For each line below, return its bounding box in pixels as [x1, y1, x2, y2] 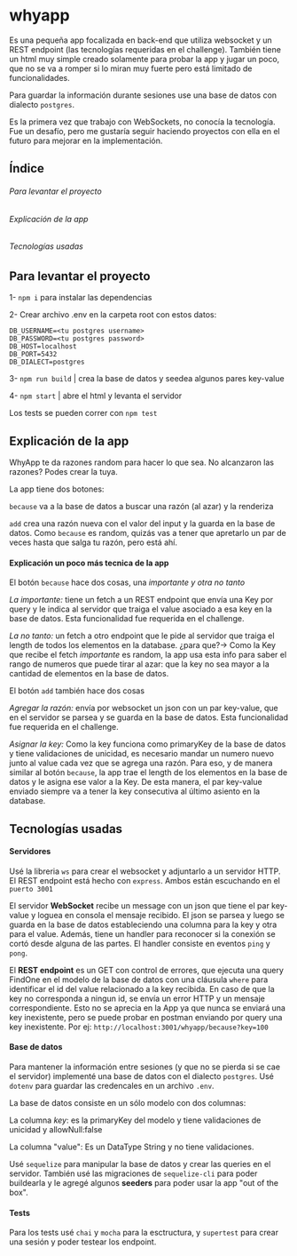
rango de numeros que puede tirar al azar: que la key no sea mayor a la [9, 659, 270, 669]
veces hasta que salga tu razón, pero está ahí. [9, 537, 177, 548]
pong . [9, 948, 28, 958]
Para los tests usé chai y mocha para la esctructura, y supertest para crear [9, 1228, 279, 1238]
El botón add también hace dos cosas [9, 685, 145, 696]
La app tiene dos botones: [9, 484, 105, 494]
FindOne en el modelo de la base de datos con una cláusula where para [9, 974, 269, 985]
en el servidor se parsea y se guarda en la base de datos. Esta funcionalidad [9, 712, 289, 723]
